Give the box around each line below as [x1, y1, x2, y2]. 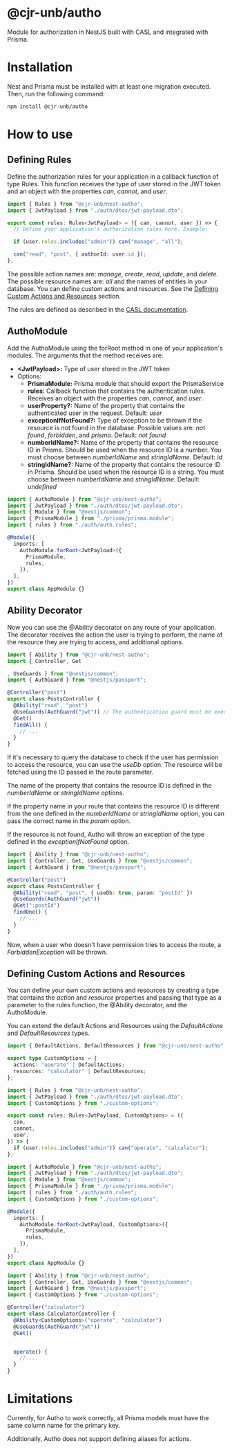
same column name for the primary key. [7, 1422, 121, 1429]
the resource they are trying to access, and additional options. [7, 637, 184, 646]
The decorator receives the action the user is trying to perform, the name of [7, 630, 223, 639]
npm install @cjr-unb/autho [7, 103, 88, 110]
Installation [7, 60, 73, 76]
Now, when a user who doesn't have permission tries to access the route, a [7, 940, 222, 948]
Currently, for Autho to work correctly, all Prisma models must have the [7, 1414, 209, 1422]
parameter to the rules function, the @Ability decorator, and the [7, 1001, 188, 1009]
